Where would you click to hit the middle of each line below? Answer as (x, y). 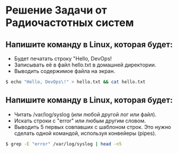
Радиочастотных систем (70, 23)
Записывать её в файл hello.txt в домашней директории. (85, 65)
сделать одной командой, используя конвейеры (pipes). (85, 133)
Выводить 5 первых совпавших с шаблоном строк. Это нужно (93, 127)
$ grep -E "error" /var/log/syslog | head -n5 (64, 144)
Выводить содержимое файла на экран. (65, 71)
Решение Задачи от (56, 10)
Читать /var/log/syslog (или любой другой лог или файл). (85, 114)
